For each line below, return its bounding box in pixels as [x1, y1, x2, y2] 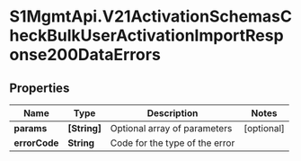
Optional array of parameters [110, 122, 233, 134]
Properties [9, 80, 70, 95]
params [13, 122, 48, 134]
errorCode [13, 137, 59, 149]
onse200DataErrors [9, 45, 162, 65]
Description [146, 107, 199, 119]
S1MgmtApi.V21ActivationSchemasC [9, 6, 293, 27]
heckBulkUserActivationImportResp [9, 25, 285, 46]
